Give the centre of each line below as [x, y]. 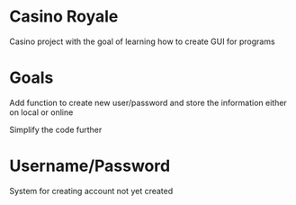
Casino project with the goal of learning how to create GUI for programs [143, 41]
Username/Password [90, 166]
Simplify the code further [56, 129]
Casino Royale [64, 17]
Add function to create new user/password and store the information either [148, 102]
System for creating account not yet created [91, 191]
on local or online [41, 112]
